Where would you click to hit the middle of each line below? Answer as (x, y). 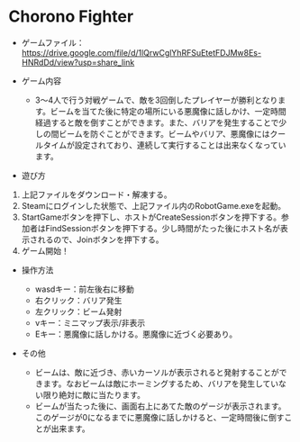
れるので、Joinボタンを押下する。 (100, 239)
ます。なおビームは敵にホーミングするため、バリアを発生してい (161, 383)
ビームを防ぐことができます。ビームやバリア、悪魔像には (164, 133)
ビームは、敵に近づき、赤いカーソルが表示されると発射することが (157, 372)
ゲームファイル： (53, 42)
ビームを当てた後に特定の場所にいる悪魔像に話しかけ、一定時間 (168, 111)
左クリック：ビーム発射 (78, 311)
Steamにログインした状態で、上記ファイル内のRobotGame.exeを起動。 (153, 205)
